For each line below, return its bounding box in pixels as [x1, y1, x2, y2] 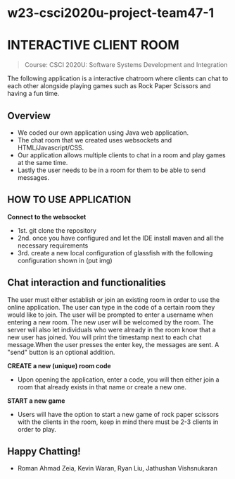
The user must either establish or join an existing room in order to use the [7, 295, 220, 304]
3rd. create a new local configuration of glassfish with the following [17, 248, 213, 257]
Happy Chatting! [7, 445, 81, 457]
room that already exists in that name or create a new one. [17, 382, 186, 391]
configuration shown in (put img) [17, 256, 113, 265]
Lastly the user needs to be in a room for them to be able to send [17, 166, 206, 174]
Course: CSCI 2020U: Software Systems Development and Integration [24, 61, 228, 69]
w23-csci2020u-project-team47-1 [7, 5, 215, 21]
